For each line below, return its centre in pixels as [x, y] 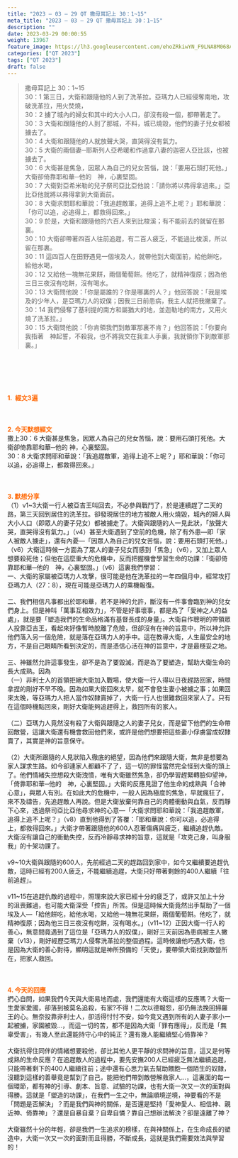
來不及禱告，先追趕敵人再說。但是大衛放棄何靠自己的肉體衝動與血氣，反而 [116, 801]
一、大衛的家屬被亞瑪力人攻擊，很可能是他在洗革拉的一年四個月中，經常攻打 [119, 576]
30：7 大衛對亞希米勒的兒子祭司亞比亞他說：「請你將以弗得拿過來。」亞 [127, 185]
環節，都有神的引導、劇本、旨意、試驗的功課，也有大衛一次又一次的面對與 [122, 1086]
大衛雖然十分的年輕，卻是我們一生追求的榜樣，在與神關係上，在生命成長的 [116, 1129]
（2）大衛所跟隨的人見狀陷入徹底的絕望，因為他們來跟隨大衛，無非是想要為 [118, 757]
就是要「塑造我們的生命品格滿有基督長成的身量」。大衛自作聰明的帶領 [123, 619]
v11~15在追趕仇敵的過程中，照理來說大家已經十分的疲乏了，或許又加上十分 [116, 896]
